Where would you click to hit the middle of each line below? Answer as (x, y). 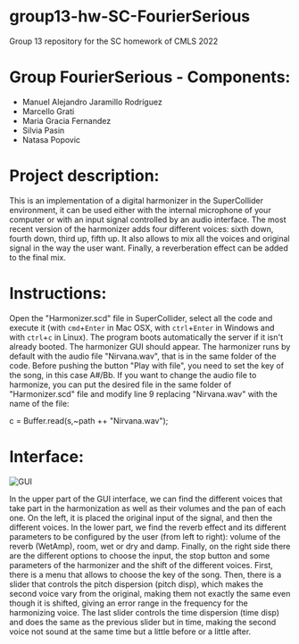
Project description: (84, 176)
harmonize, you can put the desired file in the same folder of (120, 384)
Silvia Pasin (43, 130)
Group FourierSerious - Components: (150, 77)
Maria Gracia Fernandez (66, 120)
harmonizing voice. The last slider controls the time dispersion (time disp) (144, 612)
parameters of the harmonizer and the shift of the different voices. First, (141, 565)
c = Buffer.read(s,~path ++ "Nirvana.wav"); (89, 420)
